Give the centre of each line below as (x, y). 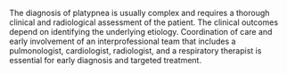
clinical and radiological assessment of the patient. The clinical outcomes (144, 22)
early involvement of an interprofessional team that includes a (123, 41)
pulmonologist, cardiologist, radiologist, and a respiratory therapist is (135, 51)
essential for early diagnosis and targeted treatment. (106, 60)
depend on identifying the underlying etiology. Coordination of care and (141, 32)
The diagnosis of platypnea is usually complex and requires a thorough (139, 13)
